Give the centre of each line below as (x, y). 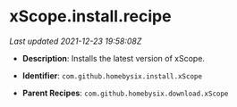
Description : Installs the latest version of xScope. (114, 58)
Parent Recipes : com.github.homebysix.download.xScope (125, 93)
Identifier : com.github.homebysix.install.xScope (112, 75)
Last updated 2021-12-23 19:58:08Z (76, 41)
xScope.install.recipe (90, 16)
